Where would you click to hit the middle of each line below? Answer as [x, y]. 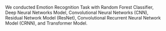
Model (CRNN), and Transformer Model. [46, 23]
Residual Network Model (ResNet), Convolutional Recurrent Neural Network [83, 18]
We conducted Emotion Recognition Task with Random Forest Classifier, [79, 7]
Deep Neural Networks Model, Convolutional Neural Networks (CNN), [77, 12]
